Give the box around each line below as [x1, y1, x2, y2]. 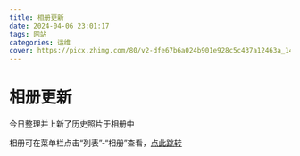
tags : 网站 [9, 29, 47, 38]
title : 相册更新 [9, 12, 64, 22]
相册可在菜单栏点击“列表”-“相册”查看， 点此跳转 [9, 137, 183, 148]
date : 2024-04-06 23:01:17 [9, 21, 110, 30]
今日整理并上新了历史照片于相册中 [9, 119, 135, 129]
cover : [9, 46, 34, 55]
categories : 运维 [9, 37, 71, 47]
